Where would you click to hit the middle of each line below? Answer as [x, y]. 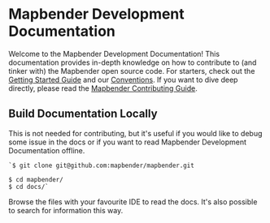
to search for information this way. [66, 210]
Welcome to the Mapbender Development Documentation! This [114, 54]
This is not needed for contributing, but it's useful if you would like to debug [135, 133]
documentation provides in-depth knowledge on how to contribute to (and [133, 62]
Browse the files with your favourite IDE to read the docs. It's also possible [133, 202]
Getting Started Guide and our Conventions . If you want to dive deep [123, 79]
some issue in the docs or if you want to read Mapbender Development [127, 142]
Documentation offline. [47, 150]
